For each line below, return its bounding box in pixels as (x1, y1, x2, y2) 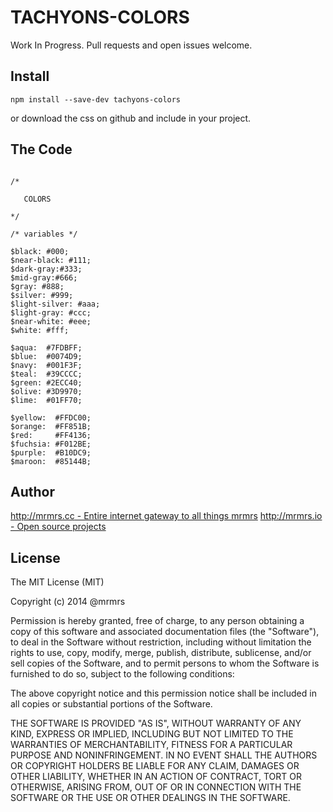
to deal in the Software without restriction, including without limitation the (10, 636, 312, 648)
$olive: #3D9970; (10, 386, 83, 396)
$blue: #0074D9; (10, 351, 83, 361)
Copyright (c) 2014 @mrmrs (10, 596, 126, 608)
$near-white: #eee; (10, 316, 92, 326)
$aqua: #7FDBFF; (10, 342, 83, 353)
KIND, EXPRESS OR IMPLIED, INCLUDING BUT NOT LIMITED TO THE (10, 728, 294, 740)
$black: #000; (10, 246, 70, 256)
